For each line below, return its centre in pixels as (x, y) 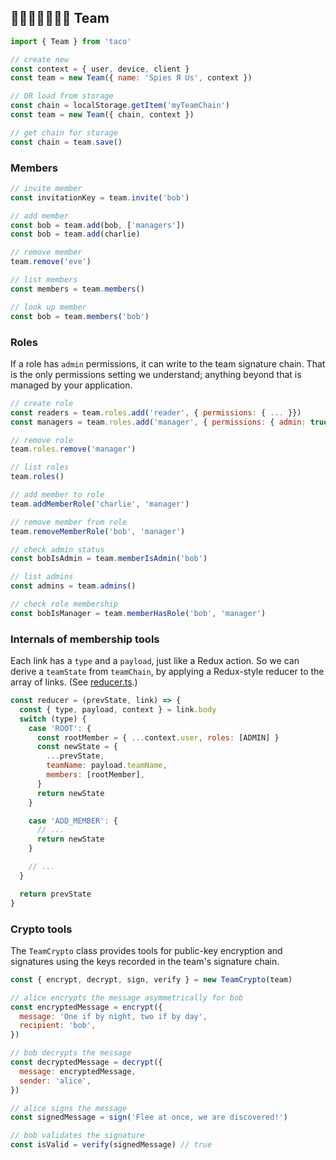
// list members (44, 280)
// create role (42, 403)
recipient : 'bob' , (58, 1026)
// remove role (42, 440)
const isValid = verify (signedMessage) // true (111, 1145)
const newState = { (77, 747)
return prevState (55, 894)
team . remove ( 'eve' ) (51, 262)
